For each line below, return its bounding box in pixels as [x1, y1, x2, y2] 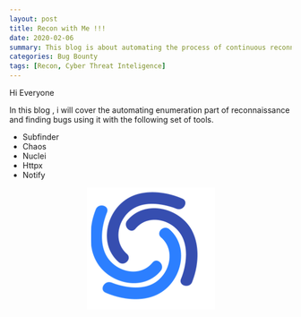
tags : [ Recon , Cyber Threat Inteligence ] [9, 62, 167, 71]
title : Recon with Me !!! [9, 23, 106, 33]
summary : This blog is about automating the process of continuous [9, 43, 267, 52]
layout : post [9, 14, 58, 23]
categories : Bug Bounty [9, 52, 99, 62]
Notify [21, 170, 46, 180]
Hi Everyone [9, 88, 55, 98]
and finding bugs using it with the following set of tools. [9, 115, 214, 124]
